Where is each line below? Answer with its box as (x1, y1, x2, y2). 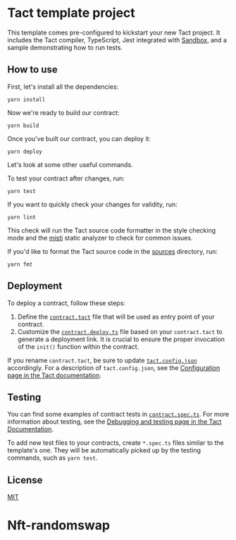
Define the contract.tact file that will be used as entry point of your (17, 312, 215, 321)
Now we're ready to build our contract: (7, 108, 120, 117)
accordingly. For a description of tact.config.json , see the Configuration (7, 363, 221, 372)
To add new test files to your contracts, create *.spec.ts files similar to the (7, 438, 224, 447)
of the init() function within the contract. (17, 342, 139, 350)
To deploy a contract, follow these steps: (7, 298, 125, 307)
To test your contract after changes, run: (7, 174, 125, 183)
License (7, 474, 43, 486)
